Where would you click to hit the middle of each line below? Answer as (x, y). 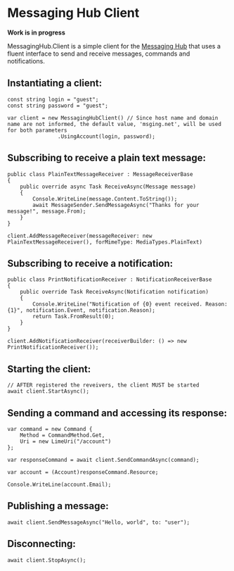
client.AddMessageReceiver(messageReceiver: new (80, 236)
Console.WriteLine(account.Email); (59, 484)
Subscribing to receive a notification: (90, 263)
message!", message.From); (47, 211)
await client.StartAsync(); (48, 391)
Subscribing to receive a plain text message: (106, 158)
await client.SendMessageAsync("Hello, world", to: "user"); (99, 522)
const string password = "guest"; (58, 106)
